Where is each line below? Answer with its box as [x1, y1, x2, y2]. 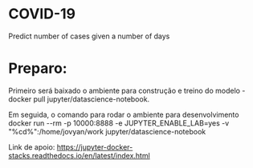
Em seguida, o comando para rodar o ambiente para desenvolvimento [8, 110, 239, 119]
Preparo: [8, 59, 67, 78]
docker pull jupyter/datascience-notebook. [8, 94, 150, 104]
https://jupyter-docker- [56, 142, 133, 152]
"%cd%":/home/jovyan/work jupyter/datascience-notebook [8, 126, 206, 136]
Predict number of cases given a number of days [8, 31, 170, 41]
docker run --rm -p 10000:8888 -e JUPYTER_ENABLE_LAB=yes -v [8, 118, 230, 128]
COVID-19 [8, 5, 76, 23]
